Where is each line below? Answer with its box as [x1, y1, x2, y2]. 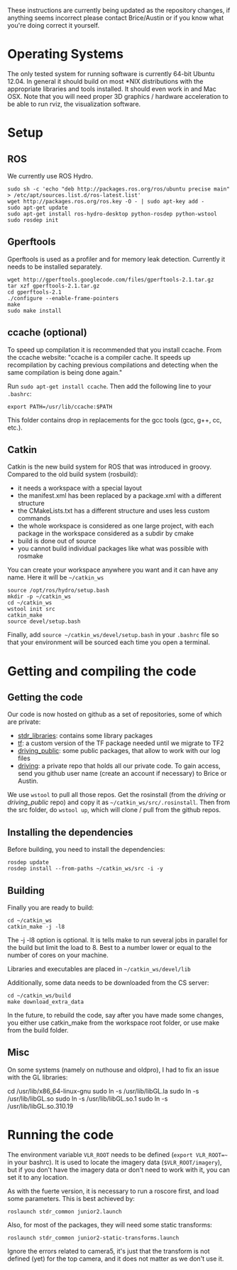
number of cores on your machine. [7, 951, 109, 959]
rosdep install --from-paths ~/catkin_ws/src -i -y [7, 865, 163, 873]
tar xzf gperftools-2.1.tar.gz [7, 282, 100, 289]
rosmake [17, 552, 44, 560]
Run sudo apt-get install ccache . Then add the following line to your [7, 382, 211, 390]
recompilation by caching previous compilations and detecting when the [7, 361, 219, 369]
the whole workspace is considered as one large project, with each [17, 522, 214, 530]
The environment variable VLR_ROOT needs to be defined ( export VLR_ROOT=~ [7, 1150, 228, 1158]
